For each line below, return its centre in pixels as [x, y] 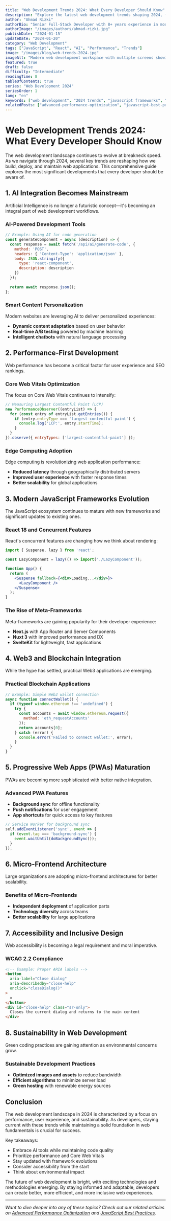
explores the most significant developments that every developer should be [84, 172]
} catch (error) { [34, 732]
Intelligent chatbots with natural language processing [69, 337]
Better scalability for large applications [54, 917]
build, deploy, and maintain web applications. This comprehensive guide [81, 166]
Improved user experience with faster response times [69, 477]
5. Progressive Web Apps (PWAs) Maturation [78, 767]
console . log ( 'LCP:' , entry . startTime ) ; [61, 423]
